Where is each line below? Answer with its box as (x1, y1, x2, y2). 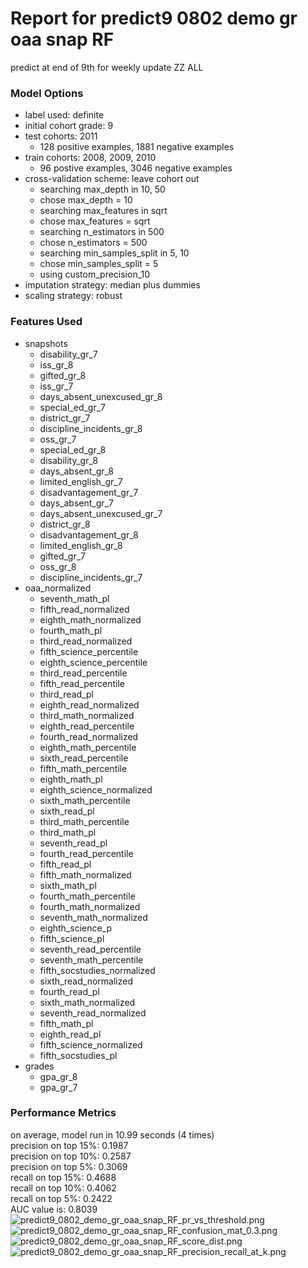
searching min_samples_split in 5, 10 (39, 247, 190, 259)
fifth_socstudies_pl (39, 1049, 118, 1061)
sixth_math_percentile (39, 794, 131, 806)
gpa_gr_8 (39, 1070, 78, 1082)
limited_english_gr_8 (39, 539, 123, 551)
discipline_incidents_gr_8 (39, 422, 143, 434)
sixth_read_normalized (39, 975, 133, 987)
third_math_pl (39, 826, 97, 838)
